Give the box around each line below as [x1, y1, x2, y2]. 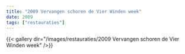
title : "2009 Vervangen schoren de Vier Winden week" [6, 8, 142, 15]
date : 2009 [6, 14, 33, 20]
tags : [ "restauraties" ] [6, 19, 65, 25]
